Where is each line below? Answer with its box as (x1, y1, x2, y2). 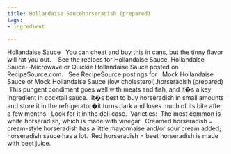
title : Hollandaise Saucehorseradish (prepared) (7, 10, 151, 17)
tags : (7, 17, 23, 24)
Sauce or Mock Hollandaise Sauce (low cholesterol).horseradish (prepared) (7, 78, 224, 86)
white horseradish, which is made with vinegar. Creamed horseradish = (7, 117, 214, 126)
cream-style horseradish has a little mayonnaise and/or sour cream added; (7, 124, 221, 132)
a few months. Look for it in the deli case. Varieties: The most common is (7, 110, 221, 118)
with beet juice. (7, 139, 51, 148)
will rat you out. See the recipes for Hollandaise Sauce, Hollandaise (7, 55, 205, 64)
